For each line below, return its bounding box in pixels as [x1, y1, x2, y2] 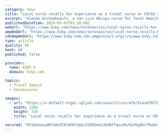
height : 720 [14, 109, 38, 114]
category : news [5, 7, 36, 12]
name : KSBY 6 [9, 65, 36, 70]
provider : [5, 61, 25, 66]
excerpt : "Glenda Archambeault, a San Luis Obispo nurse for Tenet [5, 16, 145, 21]
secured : [5, 122, 23, 128]
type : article [5, 39, 34, 43]
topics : [5, 78, 21, 83]
